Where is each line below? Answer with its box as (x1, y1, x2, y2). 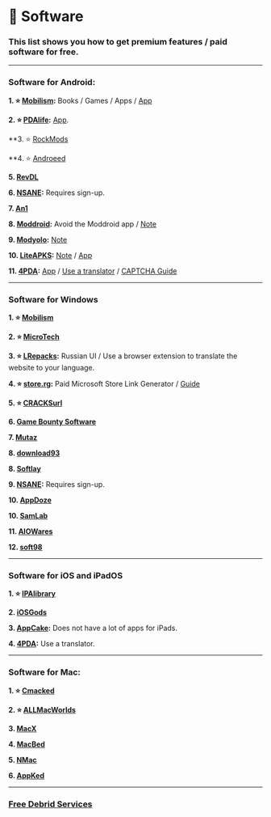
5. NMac (8, 755, 38, 764)
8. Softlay (8, 464, 42, 474)
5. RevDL (8, 171, 39, 181)
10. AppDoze (8, 495, 52, 505)
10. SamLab (8, 511, 48, 521)
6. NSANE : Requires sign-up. (8, 188, 105, 197)
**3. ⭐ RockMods (8, 133, 69, 144)
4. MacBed (8, 739, 46, 749)
